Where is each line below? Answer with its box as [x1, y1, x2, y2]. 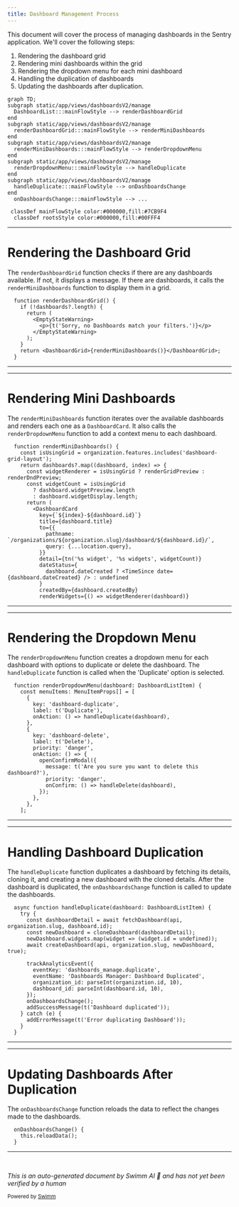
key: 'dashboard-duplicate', [33, 701, 119, 708]
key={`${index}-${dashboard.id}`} [38, 511, 142, 519]
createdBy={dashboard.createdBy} [38, 586, 139, 594]
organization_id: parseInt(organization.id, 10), [33, 979, 183, 987]
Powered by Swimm [7, 1193, 56, 1201]
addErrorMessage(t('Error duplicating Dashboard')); [26, 1017, 186, 1024]
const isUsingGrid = [20, 449, 81, 457]
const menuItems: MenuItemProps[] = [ [20, 688, 135, 696]
